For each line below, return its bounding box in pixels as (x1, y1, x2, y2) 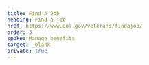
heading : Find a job (7, 16, 67, 23)
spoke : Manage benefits (7, 35, 76, 42)
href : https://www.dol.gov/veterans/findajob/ (7, 22, 143, 29)
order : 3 (7, 28, 32, 36)
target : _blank (7, 41, 51, 48)
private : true (7, 48, 48, 55)
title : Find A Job (7, 9, 60, 17)
